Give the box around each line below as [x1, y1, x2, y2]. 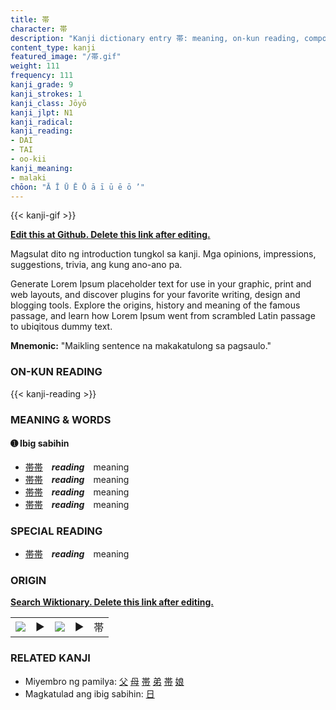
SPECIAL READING [10, 524, 103, 538]
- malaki [10, 172, 47, 183]
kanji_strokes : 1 [10, 89, 83, 99]
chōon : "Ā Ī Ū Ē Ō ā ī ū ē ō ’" [10, 182, 145, 192]
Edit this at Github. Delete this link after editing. [10, 229, 211, 241]
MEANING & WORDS [10, 412, 112, 426]
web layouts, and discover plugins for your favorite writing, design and [10, 289, 301, 301]
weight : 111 [10, 61, 60, 71]
